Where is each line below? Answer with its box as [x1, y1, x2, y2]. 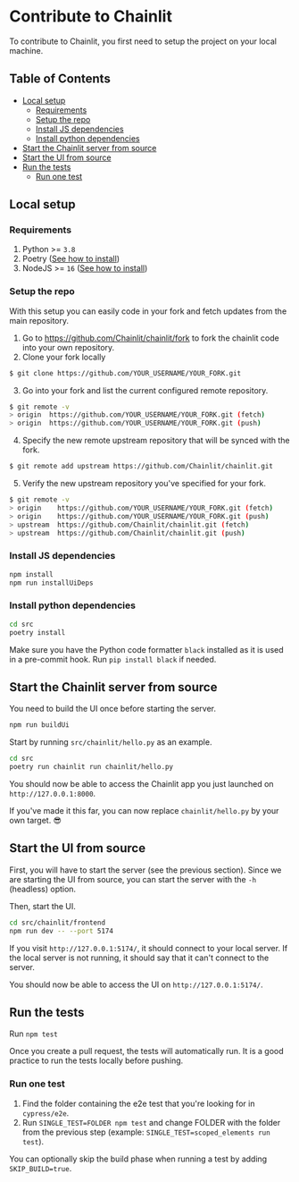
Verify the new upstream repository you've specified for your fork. [21, 478, 266, 489]
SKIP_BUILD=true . [9, 1162, 72, 1173]
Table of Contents [9, 72, 112, 87]
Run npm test [9, 1028, 58, 1039]
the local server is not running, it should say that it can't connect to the [9, 952, 270, 963]
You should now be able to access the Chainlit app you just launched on [9, 779, 274, 789]
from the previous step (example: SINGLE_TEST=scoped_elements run [21, 1127, 270, 1137]
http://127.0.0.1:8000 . [9, 789, 96, 799]
